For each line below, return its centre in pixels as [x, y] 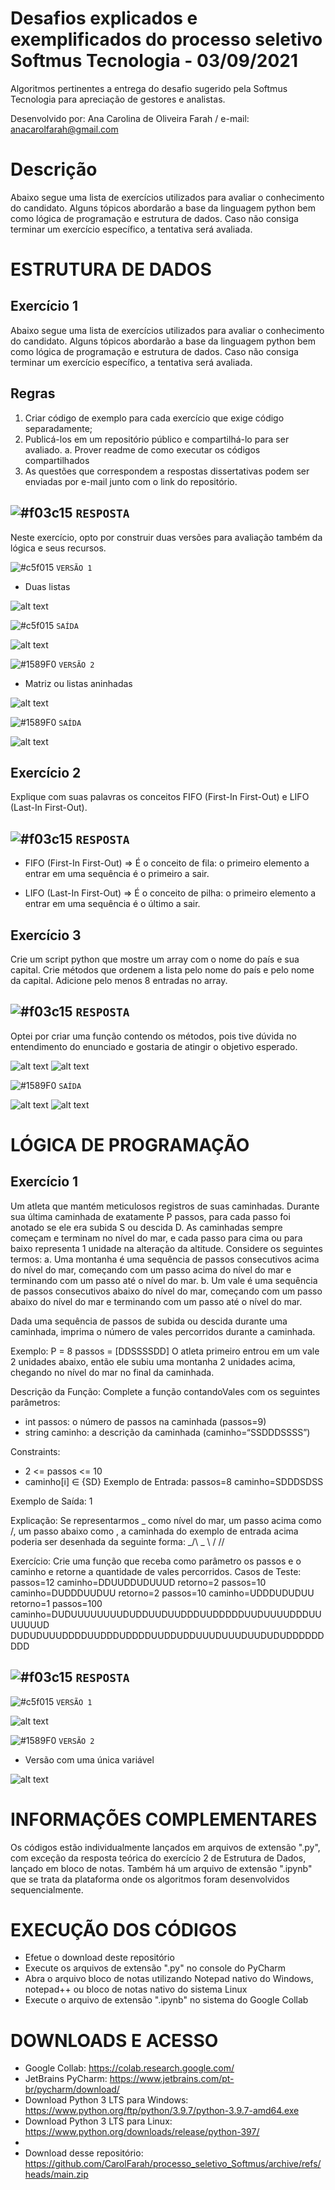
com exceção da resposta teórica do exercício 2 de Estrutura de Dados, [158, 1858]
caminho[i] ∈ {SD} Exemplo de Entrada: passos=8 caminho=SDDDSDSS [174, 1481]
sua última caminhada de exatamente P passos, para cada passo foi [150, 1216]
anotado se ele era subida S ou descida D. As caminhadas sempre [146, 1227]
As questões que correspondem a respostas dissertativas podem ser [167, 471]
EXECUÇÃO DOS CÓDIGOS [123, 1929]
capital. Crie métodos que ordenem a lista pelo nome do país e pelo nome [162, 969]
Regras [33, 393]
